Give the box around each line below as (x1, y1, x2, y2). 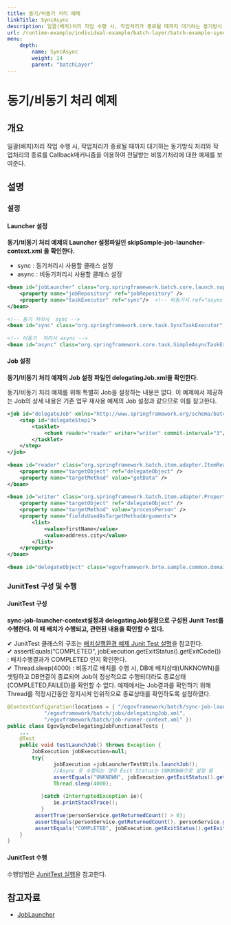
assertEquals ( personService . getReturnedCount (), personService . (34, 818, 223, 825)
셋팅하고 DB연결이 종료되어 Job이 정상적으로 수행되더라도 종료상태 (7, 673, 186, 681)
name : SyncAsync (32, 49, 78, 56)
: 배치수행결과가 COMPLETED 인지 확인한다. (7, 656, 127, 664)
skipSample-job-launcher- (126, 238, 205, 247)
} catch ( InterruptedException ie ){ (41, 793, 143, 800)
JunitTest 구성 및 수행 (7, 581, 77, 591)
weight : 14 (32, 55, 63, 62)
